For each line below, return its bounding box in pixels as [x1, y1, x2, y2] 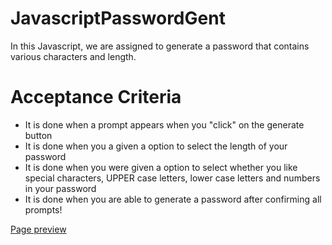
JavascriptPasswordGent [10, 7, 226, 30]
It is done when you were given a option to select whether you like [24, 161, 298, 173]
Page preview [10, 223, 67, 235]
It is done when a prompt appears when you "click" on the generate [24, 118, 305, 131]
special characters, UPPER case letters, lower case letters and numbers [24, 172, 321, 184]
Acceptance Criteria [10, 86, 182, 109]
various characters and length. [10, 50, 137, 62]
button [24, 129, 53, 141]
